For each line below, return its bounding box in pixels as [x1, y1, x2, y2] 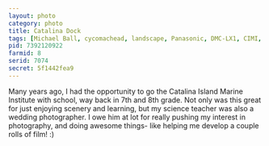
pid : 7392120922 [8, 42, 63, 50]
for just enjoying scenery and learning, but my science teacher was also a [8, 103, 254, 113]
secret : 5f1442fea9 [8, 65, 74, 73]
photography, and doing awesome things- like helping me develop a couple [8, 120, 260, 130]
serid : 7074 [8, 57, 48, 65]
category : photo [8, 19, 63, 27]
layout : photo [8, 11, 57, 20]
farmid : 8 [8, 49, 42, 57]
